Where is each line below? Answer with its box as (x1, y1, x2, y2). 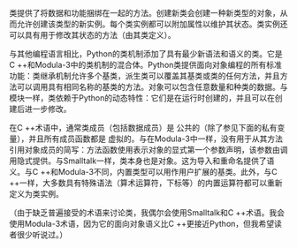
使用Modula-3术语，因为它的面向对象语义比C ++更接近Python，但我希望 (9, 219, 275, 229)
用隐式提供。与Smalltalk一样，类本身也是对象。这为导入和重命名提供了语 (9, 155, 275, 166)
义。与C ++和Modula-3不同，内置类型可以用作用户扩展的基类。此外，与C (9, 167, 278, 177)
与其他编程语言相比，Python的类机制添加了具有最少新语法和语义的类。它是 (9, 49, 283, 59)
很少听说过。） (16, 229, 68, 240)
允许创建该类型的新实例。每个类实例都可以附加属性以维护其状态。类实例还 (16, 19, 288, 29)
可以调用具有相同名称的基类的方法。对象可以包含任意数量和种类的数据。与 (16, 82, 288, 92)
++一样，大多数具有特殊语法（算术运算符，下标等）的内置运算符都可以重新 (9, 177, 283, 188)
